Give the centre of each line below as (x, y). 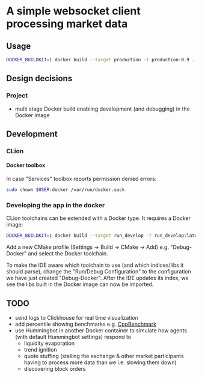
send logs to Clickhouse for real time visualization (76, 317)
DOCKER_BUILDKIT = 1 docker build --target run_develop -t (79, 236)
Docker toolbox (26, 165)
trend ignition (40, 349)
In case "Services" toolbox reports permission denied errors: (81, 179)
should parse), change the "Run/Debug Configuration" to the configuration (99, 272)
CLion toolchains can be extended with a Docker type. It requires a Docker (99, 218)
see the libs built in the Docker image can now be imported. (80, 284)
